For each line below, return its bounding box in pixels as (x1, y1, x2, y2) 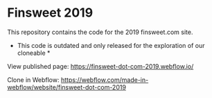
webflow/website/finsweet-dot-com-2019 (7, 83, 127, 91)
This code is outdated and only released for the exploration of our (17, 41, 206, 49)
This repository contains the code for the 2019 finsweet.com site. (7, 28, 193, 36)
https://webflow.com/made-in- (60, 75, 149, 84)
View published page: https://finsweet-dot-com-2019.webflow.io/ (7, 62, 194, 70)
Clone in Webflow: (7, 75, 60, 84)
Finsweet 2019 (7, 5, 94, 21)
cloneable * (17, 49, 51, 57)
